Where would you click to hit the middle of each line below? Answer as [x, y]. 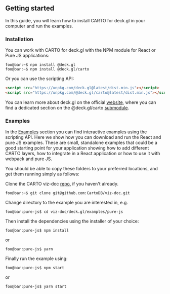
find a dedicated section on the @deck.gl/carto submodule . [67, 107]
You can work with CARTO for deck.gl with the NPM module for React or [80, 50]
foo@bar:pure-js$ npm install [37, 231]
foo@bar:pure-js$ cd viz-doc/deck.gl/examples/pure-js [64, 212]
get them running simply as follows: [42, 174]
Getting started [30, 8]
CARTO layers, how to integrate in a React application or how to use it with [83, 154]
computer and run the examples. [39, 26]
